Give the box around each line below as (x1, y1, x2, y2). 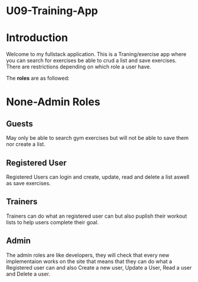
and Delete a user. (6, 270, 51, 277)
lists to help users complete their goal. (6, 218, 99, 225)
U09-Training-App (6, 4, 98, 18)
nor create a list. (6, 140, 46, 148)
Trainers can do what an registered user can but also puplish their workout (6, 212, 187, 219)
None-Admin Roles (6, 96, 101, 109)
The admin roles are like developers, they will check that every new (6, 251, 170, 258)
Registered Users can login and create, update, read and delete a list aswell (6, 173, 190, 181)
